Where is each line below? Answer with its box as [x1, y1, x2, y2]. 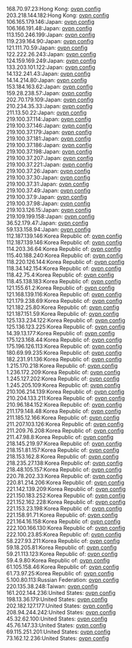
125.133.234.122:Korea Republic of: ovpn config [6, 317, 125, 324]
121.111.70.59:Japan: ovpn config [6, 44, 87, 51]
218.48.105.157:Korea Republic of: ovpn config [6, 466, 122, 473]
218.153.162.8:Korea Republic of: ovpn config [6, 453, 119, 460]
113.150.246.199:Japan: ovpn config [6, 31, 95, 38]
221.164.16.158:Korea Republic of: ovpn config [6, 518, 121, 525]
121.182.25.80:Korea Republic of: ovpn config [6, 304, 120, 311]
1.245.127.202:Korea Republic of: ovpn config [6, 375, 120, 382]
